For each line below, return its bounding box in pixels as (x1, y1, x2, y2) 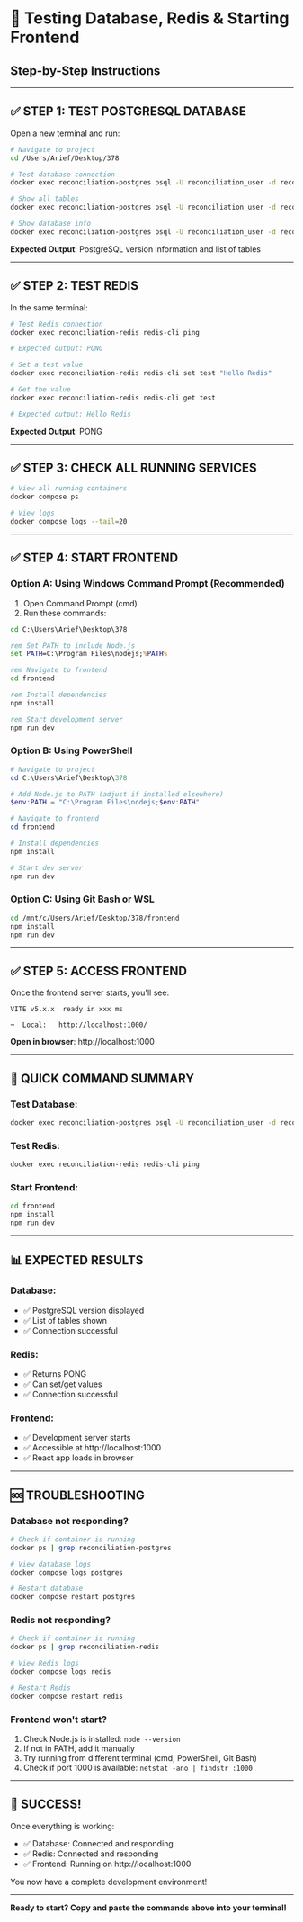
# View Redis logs (10, 1659, 79, 1668)
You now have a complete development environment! (10, 1876, 208, 1887)
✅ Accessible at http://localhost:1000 (22, 1442, 162, 1453)
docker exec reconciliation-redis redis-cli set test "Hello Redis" (10, 369, 272, 378)
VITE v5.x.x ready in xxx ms (10, 1005, 124, 1014)
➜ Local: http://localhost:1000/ (10, 1020, 147, 1029)
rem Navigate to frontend (10, 666, 107, 675)
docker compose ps (10, 492, 79, 502)
